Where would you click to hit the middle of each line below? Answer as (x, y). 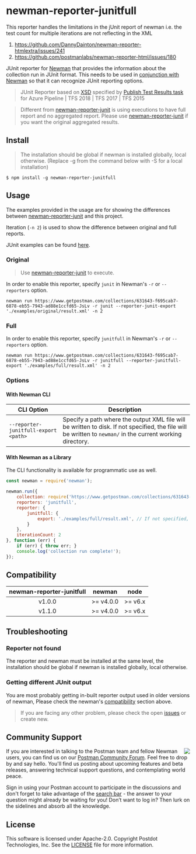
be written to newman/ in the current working (122, 434)
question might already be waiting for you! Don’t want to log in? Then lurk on (98, 800)
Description (125, 409)
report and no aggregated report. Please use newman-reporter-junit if (104, 116)
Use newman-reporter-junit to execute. (67, 273)
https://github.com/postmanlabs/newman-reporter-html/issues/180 (95, 57)
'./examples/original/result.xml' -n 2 (55, 311)
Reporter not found (34, 648)
